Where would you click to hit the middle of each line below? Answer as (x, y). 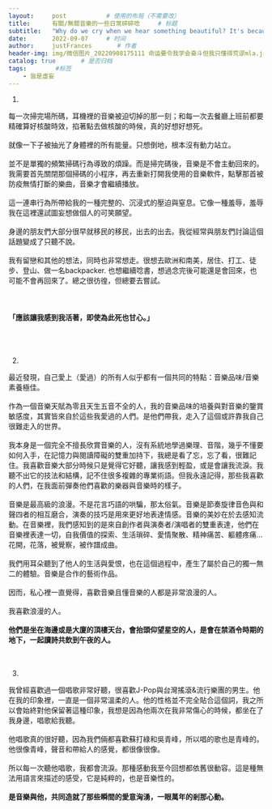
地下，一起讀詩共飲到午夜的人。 (62, 640)
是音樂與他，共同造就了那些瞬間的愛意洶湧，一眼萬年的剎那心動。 (118, 796)
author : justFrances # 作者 (72, 46)
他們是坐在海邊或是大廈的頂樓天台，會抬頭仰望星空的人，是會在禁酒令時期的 (136, 629)
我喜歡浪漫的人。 (37, 611)
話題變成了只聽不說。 (44, 241)
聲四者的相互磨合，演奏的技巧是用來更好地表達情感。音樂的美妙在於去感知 (132, 514)
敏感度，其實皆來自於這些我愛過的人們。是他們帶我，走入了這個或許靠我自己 (136, 416)
